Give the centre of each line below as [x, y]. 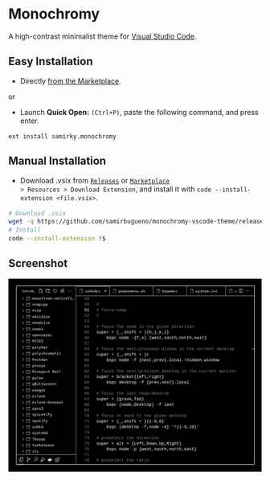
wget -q [21, 222]
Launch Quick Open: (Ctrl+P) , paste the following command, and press [139, 112]
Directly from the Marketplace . [71, 80]
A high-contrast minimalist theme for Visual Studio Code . [102, 36]
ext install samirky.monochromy [62, 136]
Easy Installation [51, 62]
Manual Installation [57, 161]
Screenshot [38, 263]
